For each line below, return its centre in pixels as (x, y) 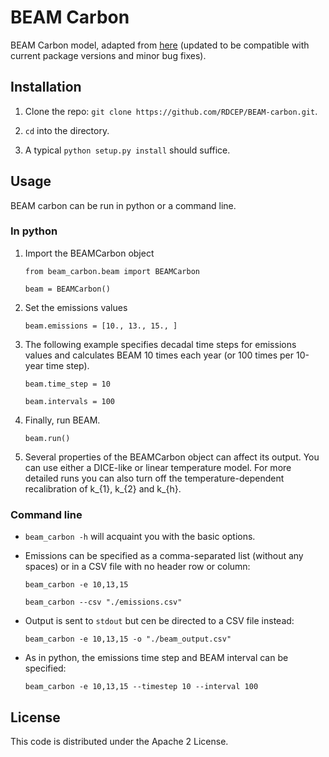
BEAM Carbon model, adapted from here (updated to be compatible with (160, 45)
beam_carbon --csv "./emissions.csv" (103, 602)
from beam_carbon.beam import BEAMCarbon (112, 271)
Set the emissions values (76, 307)
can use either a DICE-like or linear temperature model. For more (158, 467)
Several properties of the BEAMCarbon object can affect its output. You (172, 457)
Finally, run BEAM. (62, 420)
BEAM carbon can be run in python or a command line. (123, 205)
